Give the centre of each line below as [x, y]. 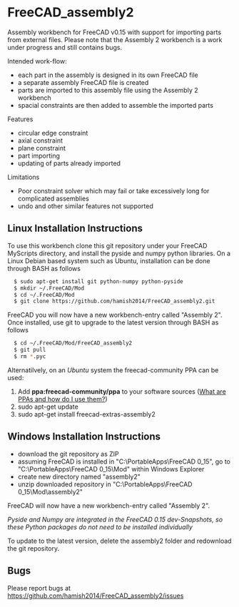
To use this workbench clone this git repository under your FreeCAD [107, 245]
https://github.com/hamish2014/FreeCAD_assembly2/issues [96, 596]
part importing [39, 155]
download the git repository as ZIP [68, 454]
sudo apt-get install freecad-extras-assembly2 [86, 414]
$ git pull [30, 350]
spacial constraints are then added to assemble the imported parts [116, 105]
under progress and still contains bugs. [65, 47]
